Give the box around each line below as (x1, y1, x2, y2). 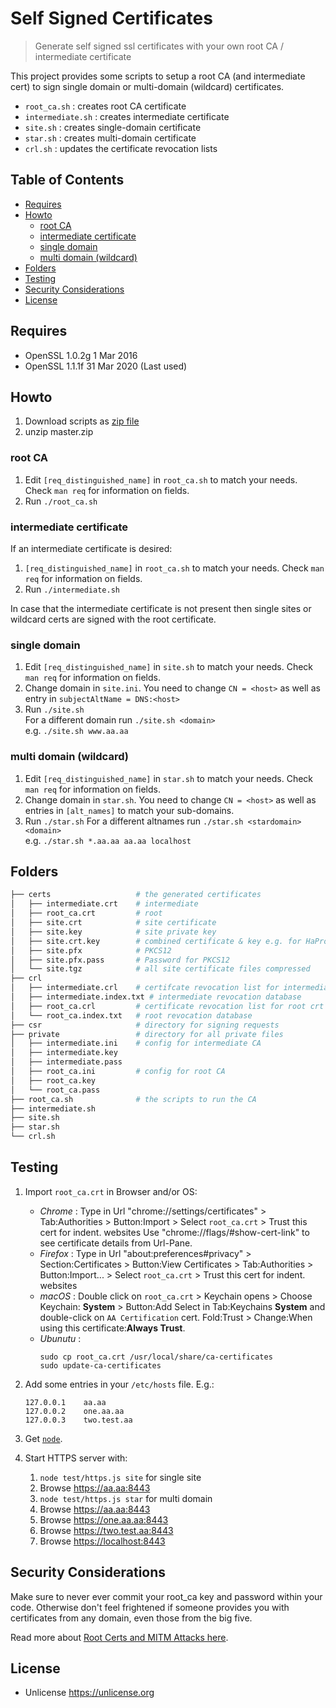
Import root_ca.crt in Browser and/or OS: (24, 1185, 198, 1197)
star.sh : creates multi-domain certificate (24, 132, 197, 144)
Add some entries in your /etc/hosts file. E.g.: (24, 1378, 215, 1390)
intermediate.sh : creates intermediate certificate (24, 110, 230, 122)
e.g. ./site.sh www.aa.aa (24, 725, 129, 737)
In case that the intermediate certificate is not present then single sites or (10, 602, 312, 614)
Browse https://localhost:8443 (39, 1535, 166, 1547)
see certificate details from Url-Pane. (39, 1237, 193, 1249)
